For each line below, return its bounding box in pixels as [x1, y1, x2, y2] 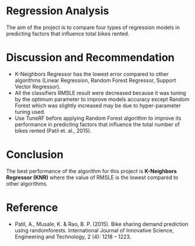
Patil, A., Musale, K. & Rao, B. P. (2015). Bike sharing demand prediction [14, 221, 189, 228]
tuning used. [14, 108, 45, 115]
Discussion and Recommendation [6, 51, 175, 65]
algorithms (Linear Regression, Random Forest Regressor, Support [14, 76, 176, 84]
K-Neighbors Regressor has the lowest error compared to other [14, 70, 169, 78]
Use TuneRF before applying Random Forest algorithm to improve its [14, 114, 181, 122]
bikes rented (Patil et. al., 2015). [14, 127, 92, 134]
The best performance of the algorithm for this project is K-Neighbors [6, 167, 177, 174]
